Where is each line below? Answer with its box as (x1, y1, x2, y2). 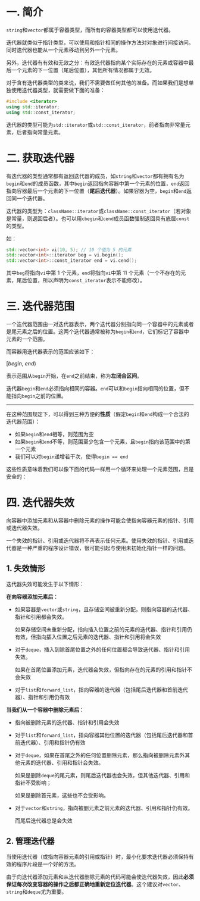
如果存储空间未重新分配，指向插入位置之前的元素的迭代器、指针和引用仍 (14, 625, 192, 633)
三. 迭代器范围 (6, 300, 75, 313)
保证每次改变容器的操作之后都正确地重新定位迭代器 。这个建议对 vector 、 (6, 880, 184, 887)
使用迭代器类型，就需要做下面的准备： (11, 86, 105, 93)
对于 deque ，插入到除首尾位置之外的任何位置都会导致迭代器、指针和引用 (14, 646, 190, 653)
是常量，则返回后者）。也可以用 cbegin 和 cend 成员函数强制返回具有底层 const (6, 215, 190, 222)
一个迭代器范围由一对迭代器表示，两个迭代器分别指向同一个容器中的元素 (6, 321, 183, 328)
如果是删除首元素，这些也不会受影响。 (14, 791, 109, 799)
